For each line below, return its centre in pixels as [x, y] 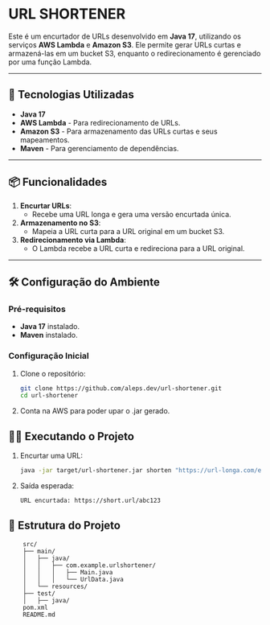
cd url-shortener [49, 396]
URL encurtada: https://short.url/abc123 [90, 500]
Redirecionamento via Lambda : [73, 240]
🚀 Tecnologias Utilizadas [71, 95]
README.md [39, 615]
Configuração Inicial [49, 356]
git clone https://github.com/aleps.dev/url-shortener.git [121, 388]
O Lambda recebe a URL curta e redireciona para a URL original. [138, 248]
